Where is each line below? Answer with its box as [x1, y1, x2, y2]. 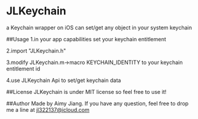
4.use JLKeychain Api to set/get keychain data [6, 77, 122, 84]
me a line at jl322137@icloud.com [6, 106, 90, 113]
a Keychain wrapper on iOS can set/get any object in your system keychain [6, 24, 193, 31]
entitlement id [6, 65, 40, 72]
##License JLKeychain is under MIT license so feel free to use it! [6, 88, 167, 95]
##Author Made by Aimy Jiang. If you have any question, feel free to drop [6, 100, 189, 107]
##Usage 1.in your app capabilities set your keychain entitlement [6, 35, 167, 42]
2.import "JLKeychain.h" [6, 47, 66, 54]
